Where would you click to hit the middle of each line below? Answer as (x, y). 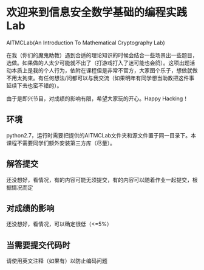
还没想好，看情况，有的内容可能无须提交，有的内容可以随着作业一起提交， (99, 179)
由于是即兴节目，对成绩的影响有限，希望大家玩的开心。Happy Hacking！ (97, 99)
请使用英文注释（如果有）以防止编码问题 (57, 261)
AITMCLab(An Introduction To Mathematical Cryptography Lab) (86, 43)
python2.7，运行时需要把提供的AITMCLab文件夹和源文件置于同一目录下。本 (101, 135)
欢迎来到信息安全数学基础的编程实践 (97, 12)
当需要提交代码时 (38, 245)
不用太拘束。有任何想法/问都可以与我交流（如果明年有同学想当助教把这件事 (100, 78)
